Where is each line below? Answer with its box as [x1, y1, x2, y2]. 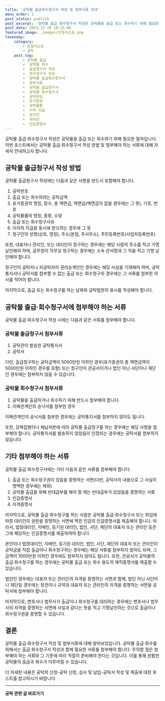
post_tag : [14, 53, 34, 58]
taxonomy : [5, 35, 26, 40]
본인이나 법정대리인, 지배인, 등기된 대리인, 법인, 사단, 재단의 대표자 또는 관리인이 [5, 541, 158, 547]
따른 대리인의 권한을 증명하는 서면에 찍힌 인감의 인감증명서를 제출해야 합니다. [5, 518, 152, 524]
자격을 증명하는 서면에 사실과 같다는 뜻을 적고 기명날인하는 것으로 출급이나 [14, 605, 156, 610]
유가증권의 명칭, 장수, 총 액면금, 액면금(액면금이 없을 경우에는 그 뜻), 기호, [12, 200, 153, 207]
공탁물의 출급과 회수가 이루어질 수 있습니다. [5, 659, 88, 665]
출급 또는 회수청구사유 [12, 219, 55, 225]
